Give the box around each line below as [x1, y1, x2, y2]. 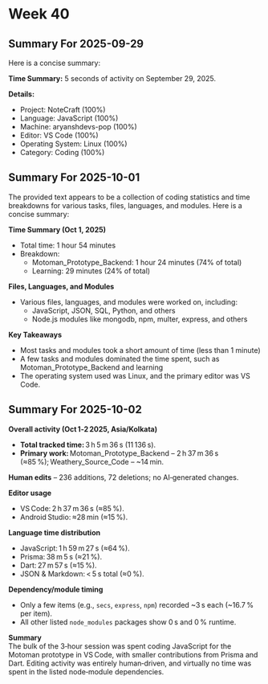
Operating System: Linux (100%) [19, 139, 128, 149]
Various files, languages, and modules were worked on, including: [19, 297, 238, 306]
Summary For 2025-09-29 [8, 37, 144, 51]
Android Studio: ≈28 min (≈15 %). [19, 512, 128, 522]
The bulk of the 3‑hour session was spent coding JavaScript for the [8, 641, 232, 651]
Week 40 [8, 5, 70, 23]
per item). [19, 608, 53, 618]
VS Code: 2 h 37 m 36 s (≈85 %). [19, 503, 124, 513]
